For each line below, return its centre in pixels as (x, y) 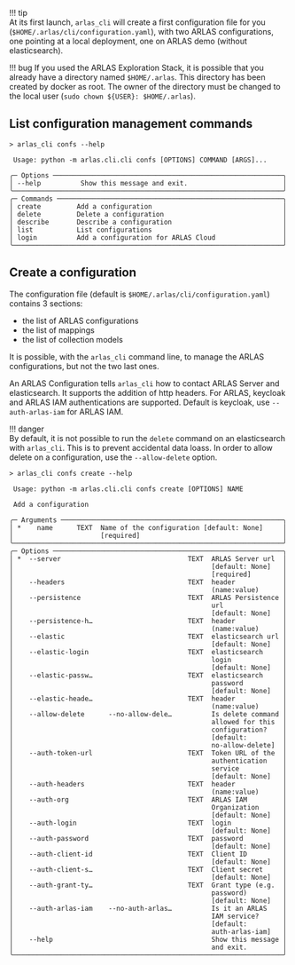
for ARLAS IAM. (95, 411)
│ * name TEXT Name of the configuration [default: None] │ (148, 527)
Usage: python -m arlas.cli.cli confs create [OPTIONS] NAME (128, 489)
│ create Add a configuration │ (148, 206)
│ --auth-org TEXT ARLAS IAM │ (148, 799)
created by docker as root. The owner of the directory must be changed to (145, 87)
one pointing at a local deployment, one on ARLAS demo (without (128, 41)
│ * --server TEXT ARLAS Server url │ (148, 558)
